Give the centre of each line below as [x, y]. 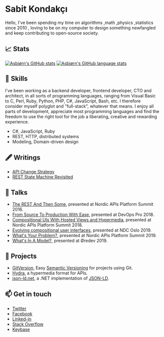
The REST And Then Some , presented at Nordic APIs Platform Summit [83, 204]
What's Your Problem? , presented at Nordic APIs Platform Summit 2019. [84, 236]
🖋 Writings [23, 157]
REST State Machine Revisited [43, 177]
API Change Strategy [33, 172]
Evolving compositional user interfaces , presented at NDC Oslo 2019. [82, 230]
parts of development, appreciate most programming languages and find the [82, 111]
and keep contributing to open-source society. [52, 33]
